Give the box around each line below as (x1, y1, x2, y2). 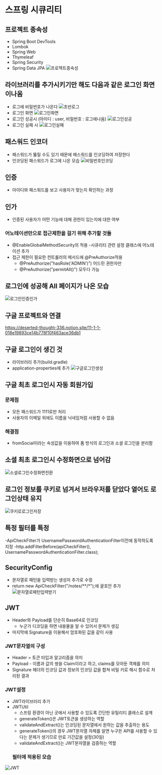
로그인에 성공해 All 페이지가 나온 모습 (5, 282, 109, 290)
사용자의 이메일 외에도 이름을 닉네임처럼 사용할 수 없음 (12, 415, 115, 421)
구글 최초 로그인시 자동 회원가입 (5, 381, 94, 389)
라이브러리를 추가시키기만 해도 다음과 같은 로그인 (5, 81, 142, 89)
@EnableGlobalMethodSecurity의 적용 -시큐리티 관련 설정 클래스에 (12, 242, 142, 248)
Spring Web (12, 49, 36, 55)
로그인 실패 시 (12, 122, 38, 128)
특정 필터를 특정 (5, 523, 49, 532)
